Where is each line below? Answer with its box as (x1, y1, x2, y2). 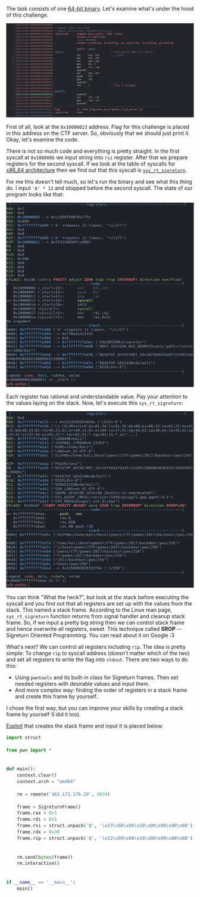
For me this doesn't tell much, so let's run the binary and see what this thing (6, 178, 192, 185)
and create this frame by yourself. (14, 692, 98, 700)
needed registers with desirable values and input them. (14, 680, 150, 687)
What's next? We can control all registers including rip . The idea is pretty (6, 643, 186, 650)
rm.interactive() (17, 861, 60, 867)
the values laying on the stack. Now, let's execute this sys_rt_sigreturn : (6, 399, 183, 406)
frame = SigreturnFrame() (17, 804, 82, 810)
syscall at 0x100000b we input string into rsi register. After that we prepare (6, 154, 188, 161)
